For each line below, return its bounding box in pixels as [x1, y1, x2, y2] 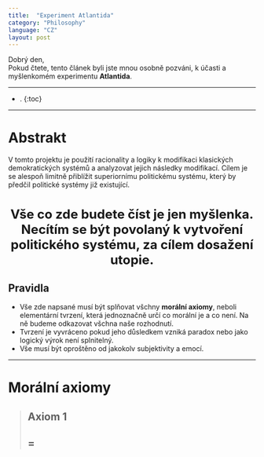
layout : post [8, 33, 51, 42]
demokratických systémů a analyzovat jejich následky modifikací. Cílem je [8, 163, 248, 173]
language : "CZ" [8, 26, 58, 34]
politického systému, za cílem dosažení [10, 236, 254, 253]
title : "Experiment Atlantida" [8, 11, 114, 20]
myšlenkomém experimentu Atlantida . [8, 71, 132, 81]
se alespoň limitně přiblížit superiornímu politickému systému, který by [8, 172, 236, 181]
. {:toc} [19, 94, 42, 104]
